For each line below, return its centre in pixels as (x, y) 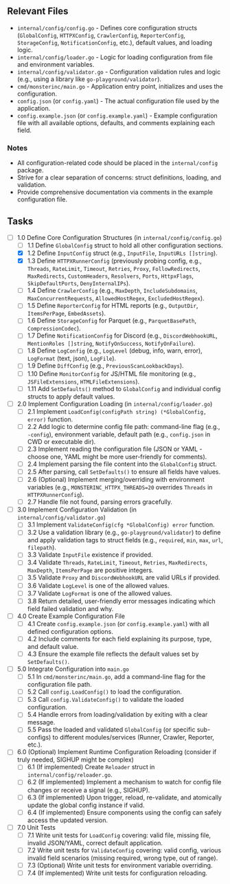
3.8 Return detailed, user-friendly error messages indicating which (121, 601)
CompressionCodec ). (54, 329)
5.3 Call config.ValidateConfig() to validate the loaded (105, 700)
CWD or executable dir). (61, 441)
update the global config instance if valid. (86, 805)
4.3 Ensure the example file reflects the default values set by (113, 654)
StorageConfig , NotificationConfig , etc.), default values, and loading (115, 42)
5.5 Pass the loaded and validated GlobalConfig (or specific (111, 730)
